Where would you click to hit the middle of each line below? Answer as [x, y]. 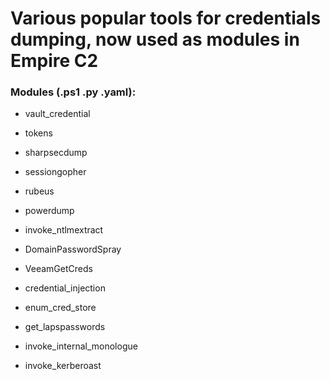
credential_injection [65, 288]
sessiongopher [55, 172]
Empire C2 [54, 61]
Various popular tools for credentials [166, 18]
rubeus [39, 191]
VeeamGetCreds [58, 269]
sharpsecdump [56, 153]
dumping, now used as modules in [155, 39]
